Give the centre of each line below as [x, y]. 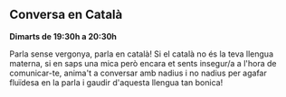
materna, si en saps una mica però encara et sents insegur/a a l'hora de [143, 63]
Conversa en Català [66, 15]
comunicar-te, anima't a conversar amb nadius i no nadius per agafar [138, 73]
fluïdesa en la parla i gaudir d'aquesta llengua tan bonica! [116, 82]
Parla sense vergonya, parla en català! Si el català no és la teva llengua [142, 54]
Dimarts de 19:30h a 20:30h [63, 36]
